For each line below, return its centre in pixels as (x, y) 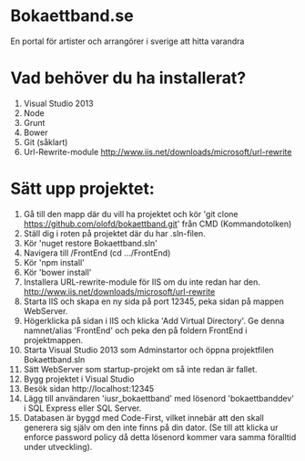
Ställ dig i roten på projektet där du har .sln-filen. (114, 233)
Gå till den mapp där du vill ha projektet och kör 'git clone (131, 214)
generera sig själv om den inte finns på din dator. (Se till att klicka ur (151, 427)
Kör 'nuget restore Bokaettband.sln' (90, 243)
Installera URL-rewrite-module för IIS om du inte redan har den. (142, 282)
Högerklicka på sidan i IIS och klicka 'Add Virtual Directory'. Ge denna (154, 320)
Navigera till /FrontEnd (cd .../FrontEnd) (97, 253)
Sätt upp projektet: (83, 189)
